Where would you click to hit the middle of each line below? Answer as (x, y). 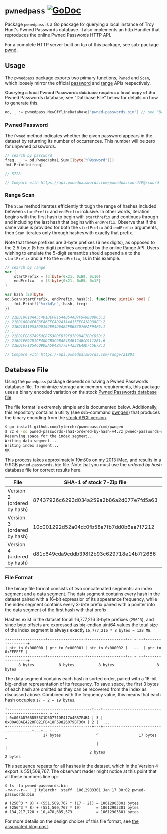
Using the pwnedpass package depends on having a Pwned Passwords (77, 382)
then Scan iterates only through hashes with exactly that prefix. (69, 232)
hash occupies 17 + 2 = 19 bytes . (40, 700)
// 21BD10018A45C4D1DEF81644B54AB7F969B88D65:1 (55, 318)
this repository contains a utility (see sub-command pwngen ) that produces (83, 412)
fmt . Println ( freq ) (24, 165)
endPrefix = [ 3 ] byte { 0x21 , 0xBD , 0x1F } (57, 281)
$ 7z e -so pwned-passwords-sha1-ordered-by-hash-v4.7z (64, 432)
